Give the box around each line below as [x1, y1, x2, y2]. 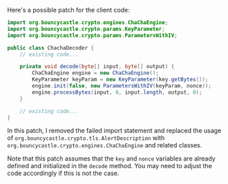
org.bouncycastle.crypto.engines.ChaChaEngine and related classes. [7, 141, 202, 150]
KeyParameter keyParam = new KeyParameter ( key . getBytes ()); [32, 76, 209, 83]
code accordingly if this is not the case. [7, 169, 120, 178]
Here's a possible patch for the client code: [7, 6, 130, 14]
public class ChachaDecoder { [7, 44, 95, 51]
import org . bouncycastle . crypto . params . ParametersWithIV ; [7, 32, 178, 39]
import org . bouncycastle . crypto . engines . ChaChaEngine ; [7, 19, 169, 26]
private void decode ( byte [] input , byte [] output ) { [19, 63, 175, 70]
